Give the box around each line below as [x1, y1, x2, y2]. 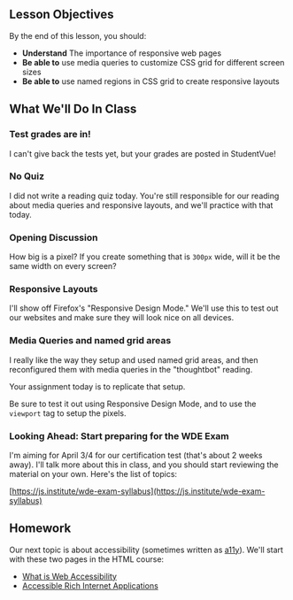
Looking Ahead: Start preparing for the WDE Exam [9, 429, 230, 442]
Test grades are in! [9, 128, 91, 141]
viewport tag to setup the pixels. [9, 407, 127, 419]
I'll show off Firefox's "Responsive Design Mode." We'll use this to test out [9, 303, 279, 313]
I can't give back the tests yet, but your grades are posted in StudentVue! [9, 148, 276, 158]
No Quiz [9, 170, 45, 182]
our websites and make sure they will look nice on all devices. [9, 312, 235, 323]
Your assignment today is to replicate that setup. [9, 381, 186, 392]
